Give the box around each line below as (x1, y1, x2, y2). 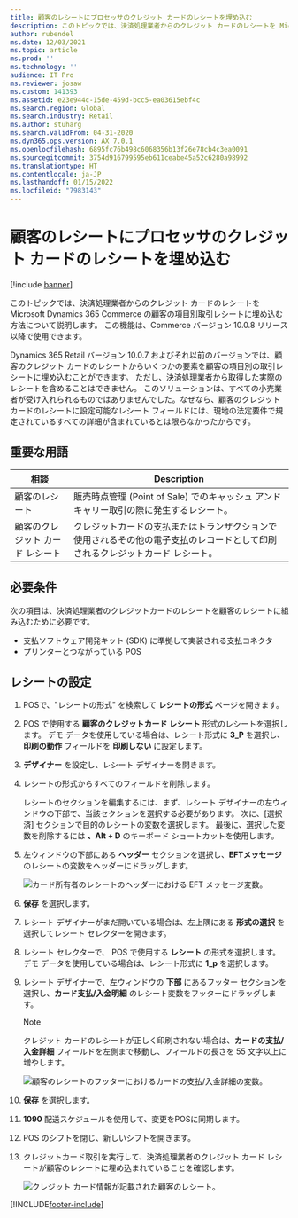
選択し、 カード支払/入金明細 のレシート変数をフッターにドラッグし (22, 988, 269, 999)
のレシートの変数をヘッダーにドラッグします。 (22, 860, 194, 871)
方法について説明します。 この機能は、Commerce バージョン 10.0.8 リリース (10, 319, 288, 330)
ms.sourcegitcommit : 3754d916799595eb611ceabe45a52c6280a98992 (10, 153, 248, 162)
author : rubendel (10, 29, 74, 38)
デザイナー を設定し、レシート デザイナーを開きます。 (22, 759, 220, 770)
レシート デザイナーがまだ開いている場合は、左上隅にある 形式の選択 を (22, 917, 286, 928)
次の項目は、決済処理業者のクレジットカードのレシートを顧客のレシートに (10, 605, 281, 616)
